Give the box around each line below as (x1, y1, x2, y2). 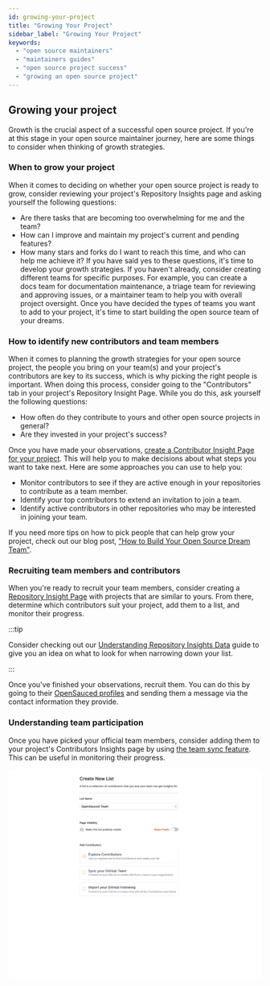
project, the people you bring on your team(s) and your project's (8, 362, 221, 372)
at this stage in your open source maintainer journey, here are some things (8, 133, 255, 143)
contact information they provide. (8, 697, 119, 706)
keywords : (8, 39, 42, 47)
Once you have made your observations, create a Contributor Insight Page (8, 445, 255, 455)
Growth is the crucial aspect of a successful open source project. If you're (8, 125, 255, 135)
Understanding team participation (8, 717, 145, 728)
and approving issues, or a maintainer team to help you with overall (19, 290, 243, 300)
